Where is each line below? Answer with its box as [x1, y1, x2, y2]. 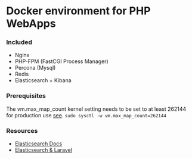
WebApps [6, 17, 56, 30]
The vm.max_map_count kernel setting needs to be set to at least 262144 [6, 105, 187, 113]
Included [6, 38, 33, 46]
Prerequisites [6, 92, 46, 100]
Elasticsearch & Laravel [14, 146, 73, 154]
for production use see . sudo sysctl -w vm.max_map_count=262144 [6, 111, 167, 119]
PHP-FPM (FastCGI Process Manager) [14, 58, 109, 65]
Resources [6, 126, 38, 135]
